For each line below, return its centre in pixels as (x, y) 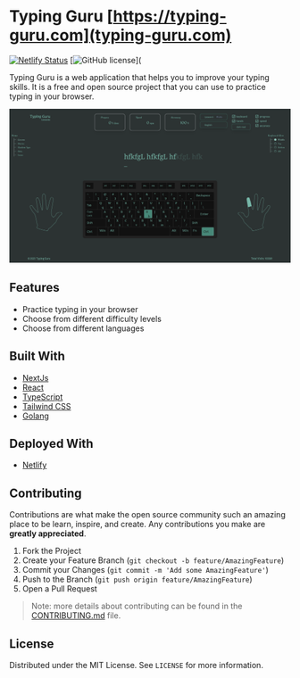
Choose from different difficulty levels (92, 318)
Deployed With (51, 444)
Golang (35, 416)
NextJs (35, 377)
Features (34, 288)
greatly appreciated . (48, 533)
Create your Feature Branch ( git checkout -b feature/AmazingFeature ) (153, 560)
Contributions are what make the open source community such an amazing (147, 515)
